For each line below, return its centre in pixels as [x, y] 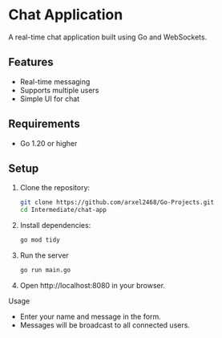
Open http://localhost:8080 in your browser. [93, 285]
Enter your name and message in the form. [91, 316]
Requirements [44, 124]
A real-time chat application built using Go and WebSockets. [108, 37]
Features [31, 62]
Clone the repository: [55, 188]
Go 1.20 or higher [48, 143]
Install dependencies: [55, 226]
